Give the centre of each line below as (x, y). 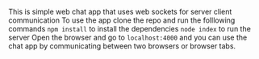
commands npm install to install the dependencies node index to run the (130, 29)
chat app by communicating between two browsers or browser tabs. (122, 46)
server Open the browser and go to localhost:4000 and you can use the (128, 37)
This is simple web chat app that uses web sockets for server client (120, 12)
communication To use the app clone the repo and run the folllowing (122, 20)
